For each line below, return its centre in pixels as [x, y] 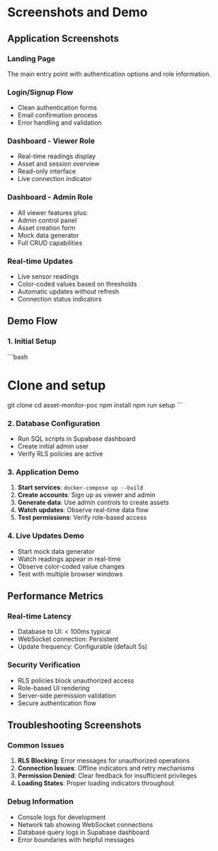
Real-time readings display [57, 156]
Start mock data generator [56, 551]
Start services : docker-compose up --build [80, 487]
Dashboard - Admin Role [50, 197]
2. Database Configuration [54, 423]
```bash [18, 357]
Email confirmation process [57, 115]
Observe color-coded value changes [71, 566]
